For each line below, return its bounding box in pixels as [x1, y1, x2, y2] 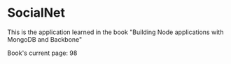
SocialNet [7, 5, 65, 21]
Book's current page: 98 [7, 49, 78, 57]
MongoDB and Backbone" [7, 35, 83, 43]
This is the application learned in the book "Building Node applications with [7, 28, 224, 36]
